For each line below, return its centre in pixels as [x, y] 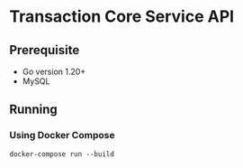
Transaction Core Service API [122, 17]
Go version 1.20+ [54, 71]
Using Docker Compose [62, 135]
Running [34, 110]
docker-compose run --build [62, 154]
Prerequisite [45, 50]
